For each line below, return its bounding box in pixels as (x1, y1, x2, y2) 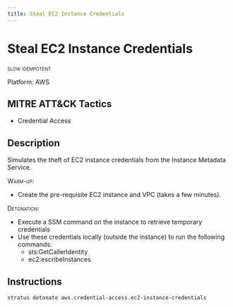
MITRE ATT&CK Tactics (7, 98, 112, 110)
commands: (17, 240, 52, 249)
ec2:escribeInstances (28, 255, 92, 264)
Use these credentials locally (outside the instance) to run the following (17, 233, 225, 242)
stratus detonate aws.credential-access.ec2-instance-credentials (7, 294, 207, 301)
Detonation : (7, 204, 40, 213)
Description (7, 137, 60, 149)
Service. (7, 163, 32, 172)
